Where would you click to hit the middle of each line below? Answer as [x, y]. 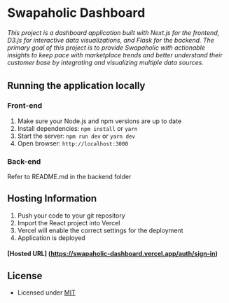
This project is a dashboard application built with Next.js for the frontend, [113, 32]
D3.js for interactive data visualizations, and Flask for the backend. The [111, 40]
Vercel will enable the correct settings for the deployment [100, 230]
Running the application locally [76, 86]
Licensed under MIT [46, 293]
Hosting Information [52, 198]
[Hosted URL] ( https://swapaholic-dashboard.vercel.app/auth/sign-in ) [113, 254]
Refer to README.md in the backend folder [69, 176]
